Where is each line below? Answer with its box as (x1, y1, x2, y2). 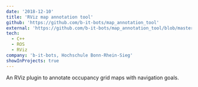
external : (6, 25, 31, 31)
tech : (6, 31, 19, 36)
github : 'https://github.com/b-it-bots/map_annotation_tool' (6, 19, 160, 25)
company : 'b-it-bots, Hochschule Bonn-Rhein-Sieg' (6, 52, 133, 58)
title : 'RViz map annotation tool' (6, 14, 94, 20)
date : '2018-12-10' (6, 8, 54, 15)
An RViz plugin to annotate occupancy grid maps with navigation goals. (6, 74, 180, 81)
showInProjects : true (6, 58, 60, 63)
